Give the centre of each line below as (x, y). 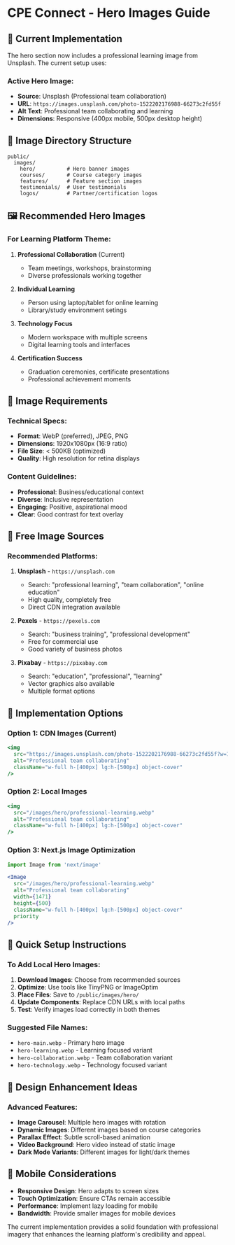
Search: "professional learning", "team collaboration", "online (116, 585)
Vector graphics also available (71, 684)
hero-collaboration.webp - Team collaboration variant (95, 1057)
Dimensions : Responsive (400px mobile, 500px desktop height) (110, 119)
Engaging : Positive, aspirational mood (72, 507)
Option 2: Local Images (47, 792)
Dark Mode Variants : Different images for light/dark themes (104, 1152)
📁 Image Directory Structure (70, 140)
